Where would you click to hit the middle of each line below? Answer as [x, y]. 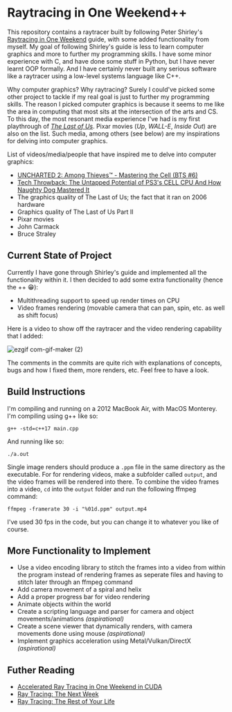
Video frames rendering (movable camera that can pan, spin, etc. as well [121, 308]
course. [18, 529]
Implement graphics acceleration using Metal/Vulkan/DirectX [104, 641]
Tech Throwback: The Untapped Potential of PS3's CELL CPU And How [119, 182]
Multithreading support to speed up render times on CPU [98, 300]
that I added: [25, 336]
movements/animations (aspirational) [71, 619]
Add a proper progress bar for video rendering [83, 597]
